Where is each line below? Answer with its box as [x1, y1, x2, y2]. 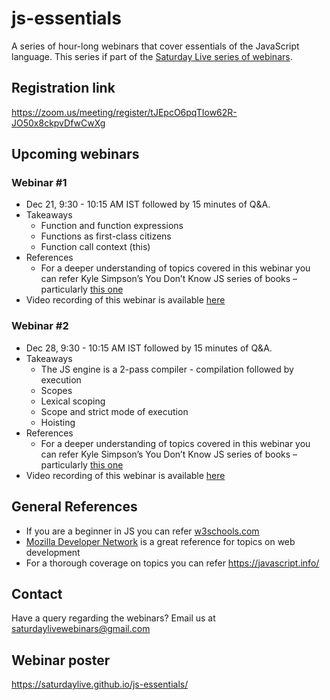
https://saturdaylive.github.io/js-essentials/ [11, 678, 189, 691]
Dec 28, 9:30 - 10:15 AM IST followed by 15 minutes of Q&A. [25, 342, 273, 354]
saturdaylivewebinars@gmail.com [11, 623, 151, 635]
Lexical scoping [40, 395, 106, 407]
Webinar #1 [11, 176, 68, 190]
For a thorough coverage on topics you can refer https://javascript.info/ [25, 557, 320, 569]
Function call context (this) [40, 241, 151, 253]
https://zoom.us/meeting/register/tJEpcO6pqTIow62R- [11, 106, 238, 118]
